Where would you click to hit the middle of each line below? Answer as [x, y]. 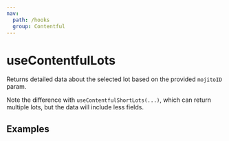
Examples [28, 129]
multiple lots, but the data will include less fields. [75, 107]
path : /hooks [31, 20]
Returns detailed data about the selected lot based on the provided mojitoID [115, 79]
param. [17, 87]
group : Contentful [39, 26]
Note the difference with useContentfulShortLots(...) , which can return [109, 100]
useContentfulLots [61, 60]
